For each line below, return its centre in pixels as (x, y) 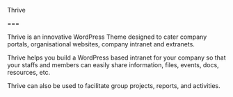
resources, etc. (29, 72)
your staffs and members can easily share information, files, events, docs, (113, 65)
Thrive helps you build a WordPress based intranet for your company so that (116, 58)
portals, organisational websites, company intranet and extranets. (101, 44)
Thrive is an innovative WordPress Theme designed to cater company (107, 37)
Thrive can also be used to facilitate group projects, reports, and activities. (114, 86)
